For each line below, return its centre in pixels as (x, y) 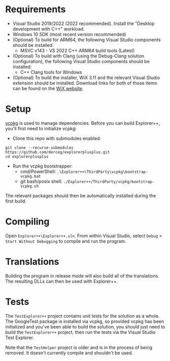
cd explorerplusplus (27, 156)
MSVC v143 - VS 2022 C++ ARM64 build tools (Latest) (77, 50)
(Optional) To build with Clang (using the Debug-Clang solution (78, 56)
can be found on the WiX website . (48, 88)
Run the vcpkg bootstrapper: (42, 166)
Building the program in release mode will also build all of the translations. (82, 275)
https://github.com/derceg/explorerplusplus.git (58, 152)
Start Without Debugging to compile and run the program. (66, 241)
